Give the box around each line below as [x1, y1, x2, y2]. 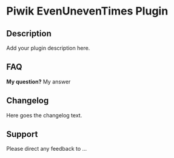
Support [6, 129, 38, 140]
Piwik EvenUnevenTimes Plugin [6, 4, 169, 18]
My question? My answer [6, 77, 71, 85]
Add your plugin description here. [6, 44, 90, 51]
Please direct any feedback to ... [6, 145, 87, 153]
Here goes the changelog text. [6, 111, 82, 119]
